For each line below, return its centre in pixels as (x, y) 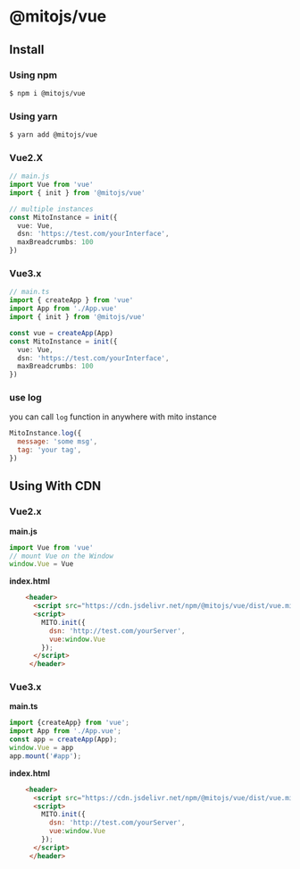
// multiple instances (51, 209)
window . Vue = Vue (42, 564)
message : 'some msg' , (58, 442)
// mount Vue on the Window (62, 556)
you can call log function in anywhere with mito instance (113, 417)
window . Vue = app (42, 748)
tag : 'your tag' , (50, 450)
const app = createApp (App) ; (63, 739)
